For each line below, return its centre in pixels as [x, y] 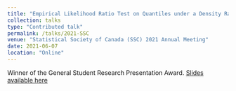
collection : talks [34, 20]
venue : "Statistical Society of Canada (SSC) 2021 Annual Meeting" [108, 40]
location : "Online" [36, 53]
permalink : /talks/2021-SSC [48, 33]
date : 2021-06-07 [33, 46]
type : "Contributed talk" [45, 27]
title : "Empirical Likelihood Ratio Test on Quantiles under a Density [114, 14]
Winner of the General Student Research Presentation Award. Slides [105, 72]
